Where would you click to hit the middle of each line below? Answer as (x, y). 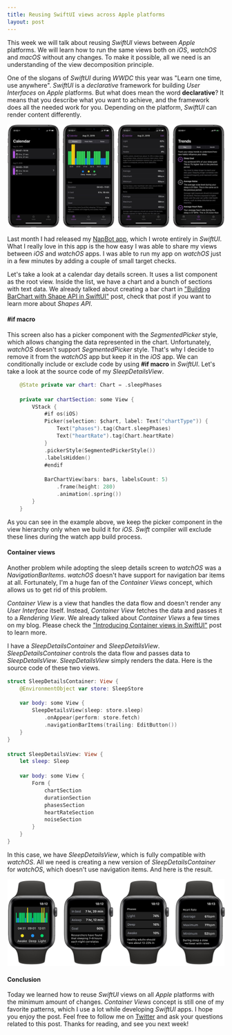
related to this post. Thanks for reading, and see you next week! (98, 1024)
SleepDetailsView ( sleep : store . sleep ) (88, 710)
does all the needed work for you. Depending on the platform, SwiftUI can (112, 107)
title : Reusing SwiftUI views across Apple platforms (86, 14)
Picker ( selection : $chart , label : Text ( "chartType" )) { (126, 421)
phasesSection (64, 805)
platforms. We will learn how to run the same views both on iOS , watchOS (112, 50)
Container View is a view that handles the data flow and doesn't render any (114, 603)
